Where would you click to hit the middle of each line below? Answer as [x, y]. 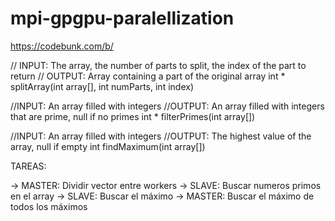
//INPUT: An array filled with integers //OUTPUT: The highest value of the [161, 136]
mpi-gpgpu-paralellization [122, 18]
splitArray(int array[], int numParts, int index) [102, 86]
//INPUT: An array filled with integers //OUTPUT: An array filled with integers [167, 106]
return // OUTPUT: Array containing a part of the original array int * [148, 76]
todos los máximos [49, 206]
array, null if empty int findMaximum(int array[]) [108, 146]
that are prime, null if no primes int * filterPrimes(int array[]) [133, 116]
